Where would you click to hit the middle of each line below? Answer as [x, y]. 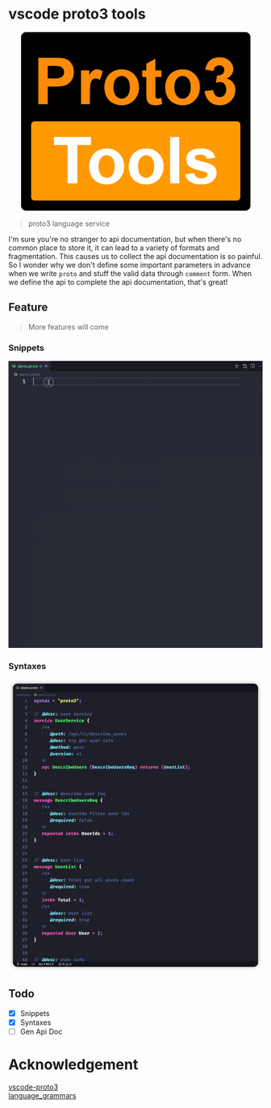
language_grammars [42, 1095]
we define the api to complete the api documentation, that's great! [118, 282]
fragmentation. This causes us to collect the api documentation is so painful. [135, 256]
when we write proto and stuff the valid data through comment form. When [130, 273]
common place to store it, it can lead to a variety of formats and [114, 248]
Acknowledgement [73, 1065]
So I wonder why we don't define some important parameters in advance [130, 265]
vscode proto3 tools [77, 14]
